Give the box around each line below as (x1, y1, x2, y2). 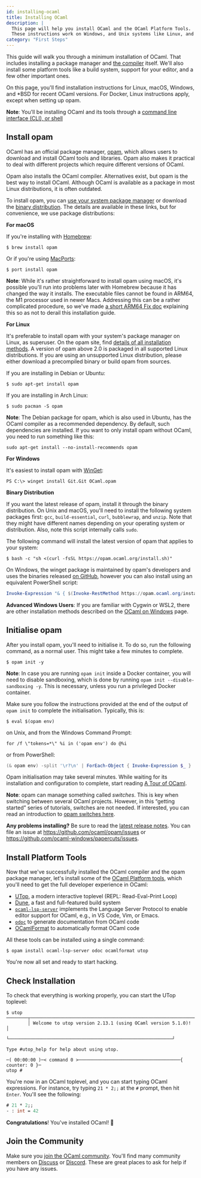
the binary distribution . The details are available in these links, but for (6, 203, 176, 210)
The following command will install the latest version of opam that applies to (6, 537, 193, 545)
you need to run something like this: (6, 433, 95, 440)
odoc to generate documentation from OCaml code (14, 918, 139, 925)
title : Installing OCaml (6, 14, 68, 20)
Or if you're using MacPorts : (6, 255, 76, 262)
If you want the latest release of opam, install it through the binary (6, 500, 169, 507)
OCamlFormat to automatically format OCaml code (14, 925, 139, 932)
